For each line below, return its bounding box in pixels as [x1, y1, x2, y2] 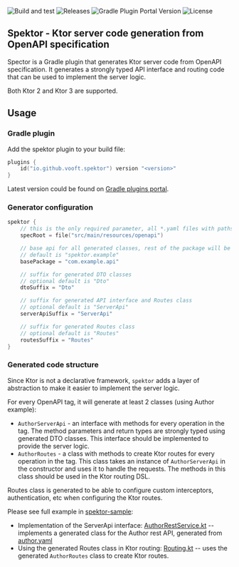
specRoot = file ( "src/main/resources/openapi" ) [20, 232, 164, 239]
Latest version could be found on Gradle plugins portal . [7, 185, 169, 193]
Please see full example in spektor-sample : [7, 507, 134, 516]
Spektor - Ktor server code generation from [7, 27, 204, 39]
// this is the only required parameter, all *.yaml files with [20, 225, 215, 233]
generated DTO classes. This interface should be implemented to [17, 434, 208, 442]
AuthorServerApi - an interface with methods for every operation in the [17, 419, 225, 427]
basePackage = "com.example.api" [20, 257, 119, 265]
